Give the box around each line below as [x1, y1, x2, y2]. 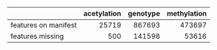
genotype [127, 9, 161, 18]
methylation [166, 9, 207, 18]
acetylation [83, 9, 122, 18]
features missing [10, 32, 64, 40]
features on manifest [10, 21, 77, 29]
